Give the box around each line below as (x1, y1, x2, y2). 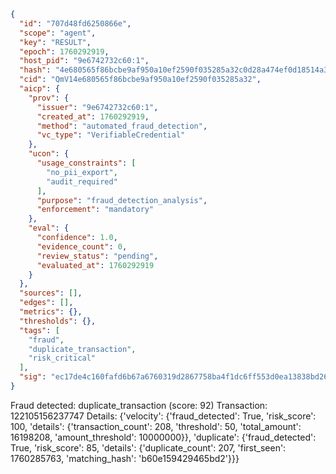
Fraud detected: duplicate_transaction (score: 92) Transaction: (10, 399, 268, 411)
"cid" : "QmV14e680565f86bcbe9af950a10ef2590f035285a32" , (19, 75, 262, 85)
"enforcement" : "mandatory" (36, 205, 155, 215)
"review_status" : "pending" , (36, 251, 159, 261)
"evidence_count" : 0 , (36, 241, 128, 252)
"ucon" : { (28, 149, 70, 159)
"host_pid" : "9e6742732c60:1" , (19, 56, 150, 66)
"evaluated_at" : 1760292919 (36, 260, 155, 270)
